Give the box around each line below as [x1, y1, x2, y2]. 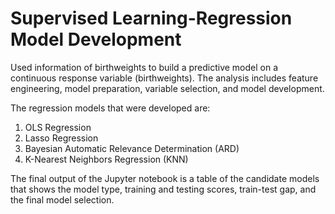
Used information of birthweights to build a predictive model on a [10, 61, 279, 73]
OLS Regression [24, 121, 92, 133]
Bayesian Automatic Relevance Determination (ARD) [24, 142, 240, 154]
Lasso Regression [24, 132, 99, 144]
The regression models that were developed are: [10, 102, 211, 114]
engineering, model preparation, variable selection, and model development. [10, 82, 325, 94]
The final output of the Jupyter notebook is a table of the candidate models [10, 172, 320, 184]
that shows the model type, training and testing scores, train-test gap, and [10, 183, 317, 195]
